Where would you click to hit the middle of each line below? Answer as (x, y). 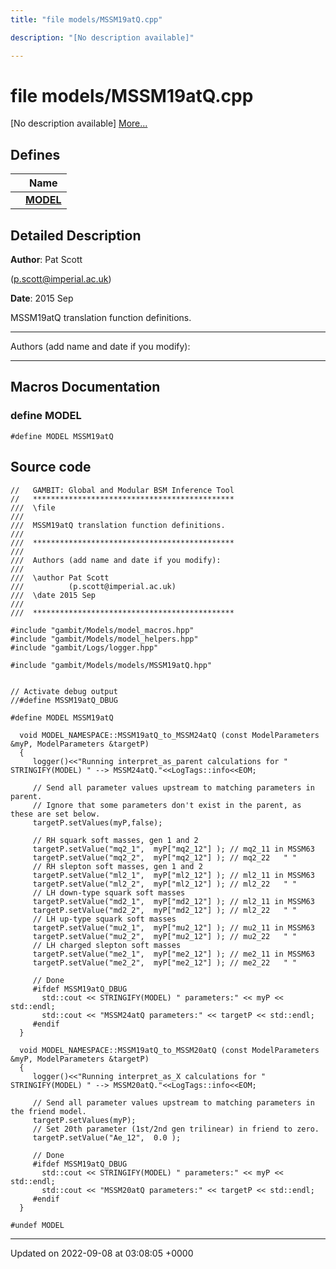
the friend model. (48, 1111)
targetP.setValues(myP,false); (97, 822)
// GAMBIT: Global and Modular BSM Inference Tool (122, 490)
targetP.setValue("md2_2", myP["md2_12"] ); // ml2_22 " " (165, 910)
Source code (51, 467)
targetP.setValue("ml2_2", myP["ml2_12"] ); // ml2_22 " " (165, 884)
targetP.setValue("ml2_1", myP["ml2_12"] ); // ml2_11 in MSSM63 (173, 875)
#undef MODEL (37, 1225)
